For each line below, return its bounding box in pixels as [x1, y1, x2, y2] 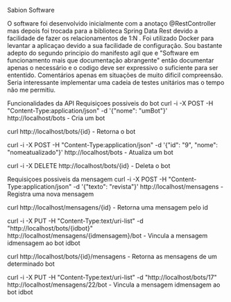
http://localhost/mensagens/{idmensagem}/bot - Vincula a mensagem [7, 232, 208, 240]
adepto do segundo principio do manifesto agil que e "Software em [7, 49, 200, 57]
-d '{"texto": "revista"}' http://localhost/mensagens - [73, 183, 224, 190]
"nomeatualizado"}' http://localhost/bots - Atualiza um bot [7, 149, 173, 156]
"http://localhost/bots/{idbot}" [7, 224, 94, 232]
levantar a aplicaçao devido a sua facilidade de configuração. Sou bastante [7, 42, 223, 49]
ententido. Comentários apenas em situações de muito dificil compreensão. [7, 71, 223, 79]
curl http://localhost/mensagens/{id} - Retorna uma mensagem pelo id [7, 203, 208, 211]
